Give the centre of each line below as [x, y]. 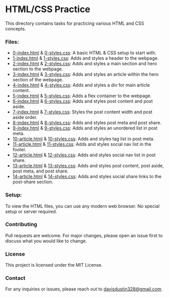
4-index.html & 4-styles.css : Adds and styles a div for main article [81, 85]
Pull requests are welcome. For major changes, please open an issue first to [84, 235]
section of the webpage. [38, 80]
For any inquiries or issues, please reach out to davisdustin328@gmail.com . [84, 289]
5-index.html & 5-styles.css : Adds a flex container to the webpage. [82, 96]
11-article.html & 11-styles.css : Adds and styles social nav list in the [82, 144]
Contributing [21, 225]
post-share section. [33, 182]
